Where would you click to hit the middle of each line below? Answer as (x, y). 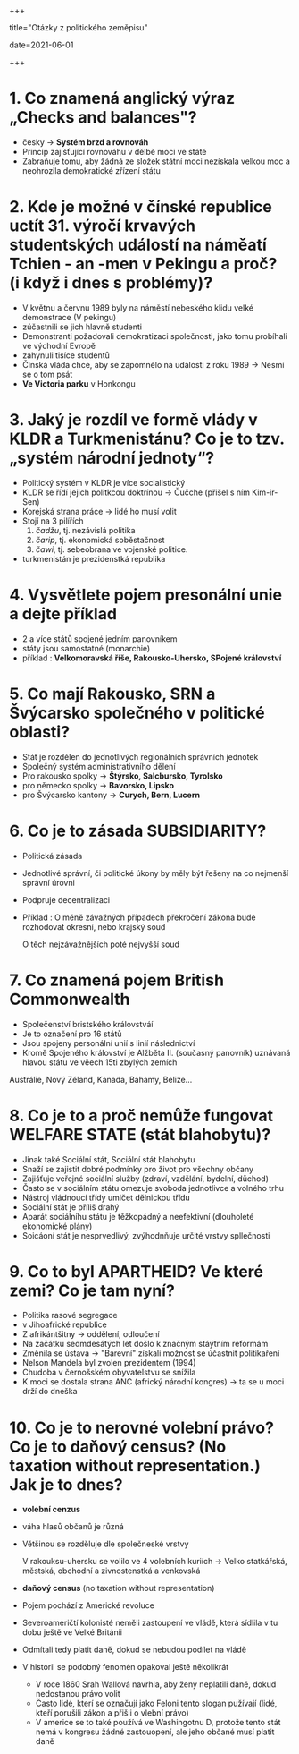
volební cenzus (51, 1510)
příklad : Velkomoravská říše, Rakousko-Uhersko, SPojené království (152, 658)
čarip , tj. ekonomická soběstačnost (100, 540)
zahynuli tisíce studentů (66, 355)
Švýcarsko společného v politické (137, 713)
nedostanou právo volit (78, 1694)
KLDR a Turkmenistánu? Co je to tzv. (147, 439)
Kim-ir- (265, 492)
